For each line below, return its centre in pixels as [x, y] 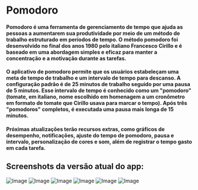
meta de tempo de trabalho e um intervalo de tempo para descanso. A [94, 78]
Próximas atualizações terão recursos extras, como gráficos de [85, 129]
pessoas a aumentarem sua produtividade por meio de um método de [93, 33]
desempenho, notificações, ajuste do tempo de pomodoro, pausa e [90, 135]
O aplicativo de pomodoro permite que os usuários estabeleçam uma [92, 72]
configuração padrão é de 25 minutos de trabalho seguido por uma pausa [98, 84]
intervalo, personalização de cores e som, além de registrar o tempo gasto [99, 142]
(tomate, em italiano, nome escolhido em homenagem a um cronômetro [95, 97]
